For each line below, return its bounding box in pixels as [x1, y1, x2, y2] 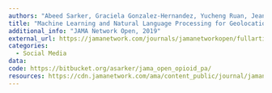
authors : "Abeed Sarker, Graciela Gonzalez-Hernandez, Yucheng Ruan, [8, 11, 249, 20]
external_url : [8, 34, 57, 43]
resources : [8, 72, 45, 80]
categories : [8, 42, 49, 50]
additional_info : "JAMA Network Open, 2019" [8, 27, 161, 35]
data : [8, 57, 27, 66]
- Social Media [15, 49, 67, 57]
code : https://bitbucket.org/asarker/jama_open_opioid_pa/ [8, 65, 212, 73]
